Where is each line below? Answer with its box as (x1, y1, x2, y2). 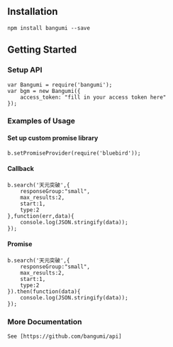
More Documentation (7, 316, 82, 326)
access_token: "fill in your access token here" (20, 94, 167, 101)
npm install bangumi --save (7, 24, 91, 31)
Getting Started (7, 44, 77, 56)
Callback (7, 165, 34, 173)
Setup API (7, 65, 43, 75)
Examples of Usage (7, 116, 76, 126)
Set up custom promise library (7, 134, 99, 143)
